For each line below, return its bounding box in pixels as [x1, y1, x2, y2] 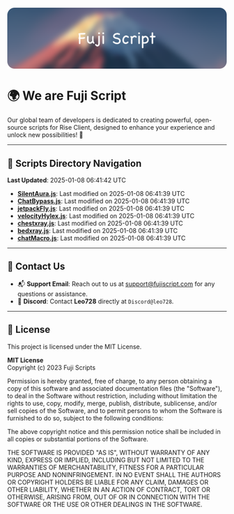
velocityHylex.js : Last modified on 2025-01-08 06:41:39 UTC [17, 212, 195, 220]
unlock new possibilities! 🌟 [7, 130, 84, 139]
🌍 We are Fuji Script [7, 88, 127, 104]
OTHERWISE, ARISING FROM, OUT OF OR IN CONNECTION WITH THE [7, 492, 210, 501]
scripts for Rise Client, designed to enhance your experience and [29, 123, 215, 132]
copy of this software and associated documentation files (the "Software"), [7, 384, 223, 393]
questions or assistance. [17, 289, 88, 298]
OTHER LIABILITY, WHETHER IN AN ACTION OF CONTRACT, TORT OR [7, 485, 210, 494]
